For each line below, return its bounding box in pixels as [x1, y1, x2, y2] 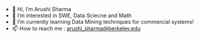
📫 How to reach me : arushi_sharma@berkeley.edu [12, 25, 141, 32]
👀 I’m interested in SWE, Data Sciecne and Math [12, 12, 132, 19]
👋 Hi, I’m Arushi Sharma [12, 6, 72, 12]
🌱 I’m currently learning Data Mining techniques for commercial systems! [12, 18, 194, 25]
